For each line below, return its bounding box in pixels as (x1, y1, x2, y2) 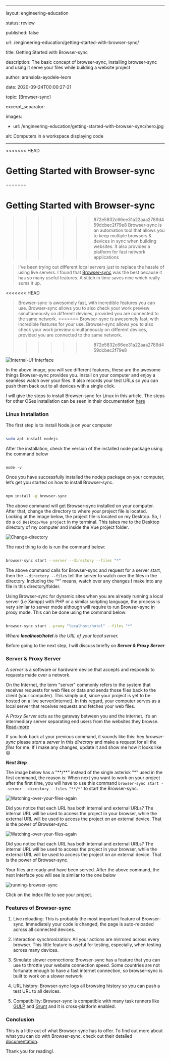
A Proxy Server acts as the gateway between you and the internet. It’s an (6, 713, 157, 719)
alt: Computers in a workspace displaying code (6, 133, 104, 139)
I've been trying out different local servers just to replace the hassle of (18, 264, 164, 270)
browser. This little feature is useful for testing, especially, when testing (13, 942, 161, 948)
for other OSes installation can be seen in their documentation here (6, 398, 145, 404)
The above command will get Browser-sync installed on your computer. (6, 502, 154, 509)
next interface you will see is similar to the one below (6, 872, 116, 878)
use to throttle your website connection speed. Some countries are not (13, 962, 160, 968)
